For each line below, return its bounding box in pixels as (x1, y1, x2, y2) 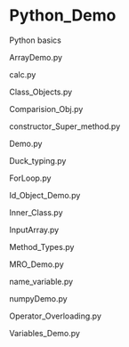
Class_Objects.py (9, 86, 73, 97)
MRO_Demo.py (9, 259, 64, 270)
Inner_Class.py (9, 206, 64, 218)
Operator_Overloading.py (9, 311, 102, 321)
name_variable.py (9, 276, 74, 286)
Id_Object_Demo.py (9, 190, 81, 200)
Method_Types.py (9, 241, 75, 252)
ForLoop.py (9, 173, 52, 183)
